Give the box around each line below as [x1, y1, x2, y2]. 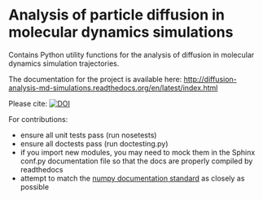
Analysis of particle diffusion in [8, 6, 226, 24]
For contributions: [8, 114, 68, 124]
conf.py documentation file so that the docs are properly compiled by [20, 156, 253, 166]
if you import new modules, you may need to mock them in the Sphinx [20, 147, 256, 157]
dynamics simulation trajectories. [8, 59, 120, 68]
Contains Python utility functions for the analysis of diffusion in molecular [8, 50, 255, 59]
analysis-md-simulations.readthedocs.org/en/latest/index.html [8, 83, 218, 93]
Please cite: [8, 98, 48, 108]
